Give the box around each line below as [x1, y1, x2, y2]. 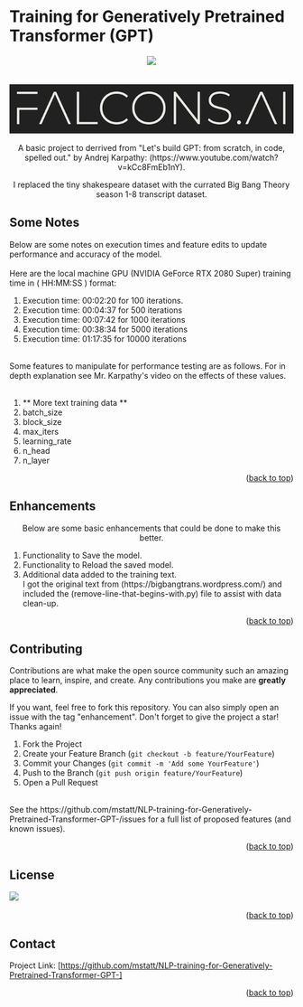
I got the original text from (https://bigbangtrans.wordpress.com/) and [22, 579, 282, 589]
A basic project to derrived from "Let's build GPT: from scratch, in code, [17, 142, 286, 153]
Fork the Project [22, 739, 83, 749]
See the [9, 805, 39, 815]
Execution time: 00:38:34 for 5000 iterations [22, 324, 188, 334]
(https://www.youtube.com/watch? [149, 152, 279, 163]
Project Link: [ [9, 960, 61, 971]
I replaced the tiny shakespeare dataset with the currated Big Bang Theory [13, 179, 290, 190]
